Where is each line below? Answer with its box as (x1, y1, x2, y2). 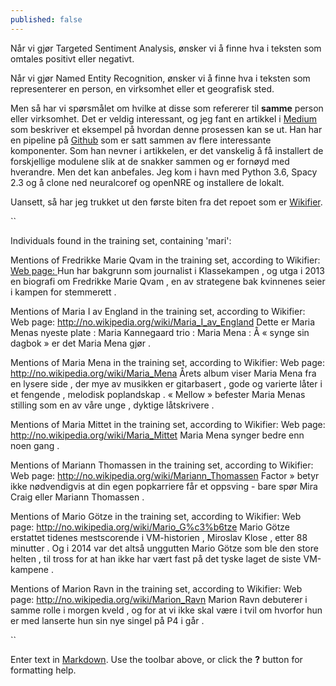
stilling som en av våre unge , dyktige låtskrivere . (10, 399, 215, 411)
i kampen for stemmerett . (10, 286, 117, 298)
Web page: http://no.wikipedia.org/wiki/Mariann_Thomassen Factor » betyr (10, 469, 320, 481)
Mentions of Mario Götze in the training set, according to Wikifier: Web (10, 510, 302, 522)
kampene (10, 563, 49, 575)
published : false (10, 14, 83, 25)
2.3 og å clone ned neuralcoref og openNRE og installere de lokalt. (10, 176, 285, 188)
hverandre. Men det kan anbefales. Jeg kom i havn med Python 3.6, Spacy (10, 166, 318, 178)
